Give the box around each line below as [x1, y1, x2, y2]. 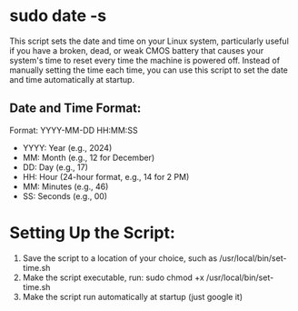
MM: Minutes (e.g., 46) [22, 181, 109, 192]
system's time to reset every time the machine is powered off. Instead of [9, 55, 280, 65]
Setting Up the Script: [9, 222, 175, 243]
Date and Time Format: [9, 101, 142, 116]
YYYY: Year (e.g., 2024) [22, 142, 113, 153]
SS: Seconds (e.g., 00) [22, 190, 107, 201]
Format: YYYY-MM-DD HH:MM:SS [9, 125, 138, 135]
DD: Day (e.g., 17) [22, 161, 88, 173]
